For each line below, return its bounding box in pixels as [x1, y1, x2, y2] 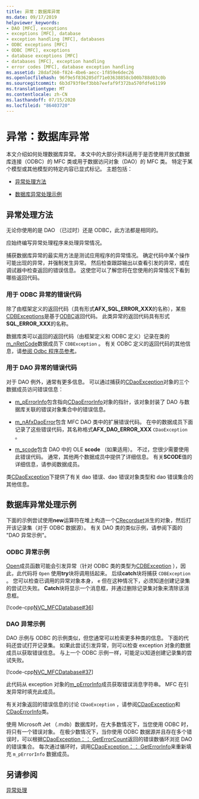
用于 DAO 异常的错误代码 [6, 363, 77, 372]
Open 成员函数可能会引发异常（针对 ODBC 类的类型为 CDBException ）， [6, 562, 181, 569]
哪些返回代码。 [6, 274, 43, 281]
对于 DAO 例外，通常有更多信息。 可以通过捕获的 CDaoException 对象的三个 [6, 378, 190, 385]
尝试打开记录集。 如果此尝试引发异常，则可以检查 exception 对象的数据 [16, 642, 191, 649]
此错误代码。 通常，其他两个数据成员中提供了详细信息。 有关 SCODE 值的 [14, 453, 192, 460]
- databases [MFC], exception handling [6, 58, 105, 64]
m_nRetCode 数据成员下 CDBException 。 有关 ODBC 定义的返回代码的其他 [6, 340, 186, 347]
